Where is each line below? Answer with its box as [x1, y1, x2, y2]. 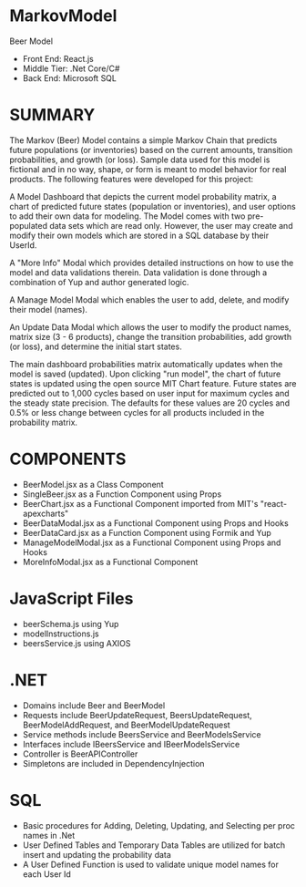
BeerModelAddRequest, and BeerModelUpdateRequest [22, 719, 230, 730]
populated [9, 220, 48, 231]
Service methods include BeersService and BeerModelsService [22, 728, 261, 739]
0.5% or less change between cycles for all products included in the [9, 407, 265, 418]
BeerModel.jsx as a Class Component [22, 479, 164, 490]
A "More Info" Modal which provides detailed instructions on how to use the [9, 257, 294, 268]
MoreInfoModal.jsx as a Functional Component [22, 556, 199, 567]
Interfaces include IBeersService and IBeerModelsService [22, 738, 240, 749]
